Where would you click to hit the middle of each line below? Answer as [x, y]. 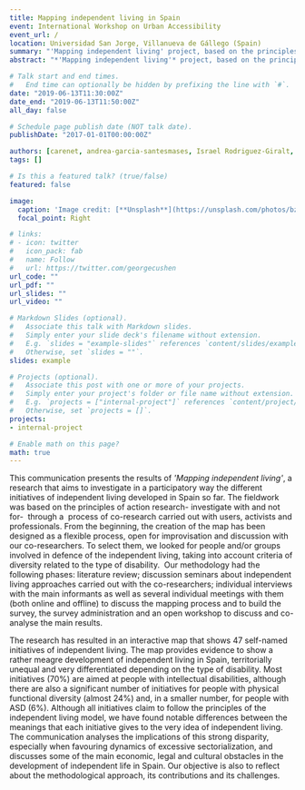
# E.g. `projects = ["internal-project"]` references [117, 402]
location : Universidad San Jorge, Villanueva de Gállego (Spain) [135, 43]
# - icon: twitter [44, 243]
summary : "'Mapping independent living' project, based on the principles [154, 52]
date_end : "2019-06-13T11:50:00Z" [75, 102]
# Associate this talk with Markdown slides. [101, 327]
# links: [26, 234]
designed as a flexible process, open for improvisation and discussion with [149, 536]
